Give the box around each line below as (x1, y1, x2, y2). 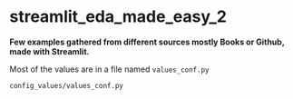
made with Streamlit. (9, 45, 90, 56)
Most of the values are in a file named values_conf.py (9, 64, 210, 74)
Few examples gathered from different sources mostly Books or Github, (9, 36, 285, 47)
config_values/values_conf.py (9, 81, 124, 90)
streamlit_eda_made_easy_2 (9, 6, 228, 27)
